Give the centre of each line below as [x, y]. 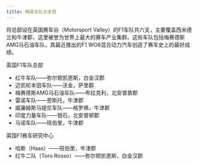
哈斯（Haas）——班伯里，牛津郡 [55, 148]
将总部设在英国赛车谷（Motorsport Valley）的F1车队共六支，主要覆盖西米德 [99, 29]
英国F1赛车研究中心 [30, 135]
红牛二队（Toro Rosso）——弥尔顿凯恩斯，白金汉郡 [79, 155]
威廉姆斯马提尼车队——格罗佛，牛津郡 [62, 107]
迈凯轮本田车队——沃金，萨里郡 [54, 85]
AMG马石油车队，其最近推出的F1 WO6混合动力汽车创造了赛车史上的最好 [95, 44]
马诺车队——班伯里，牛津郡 [49, 122]
